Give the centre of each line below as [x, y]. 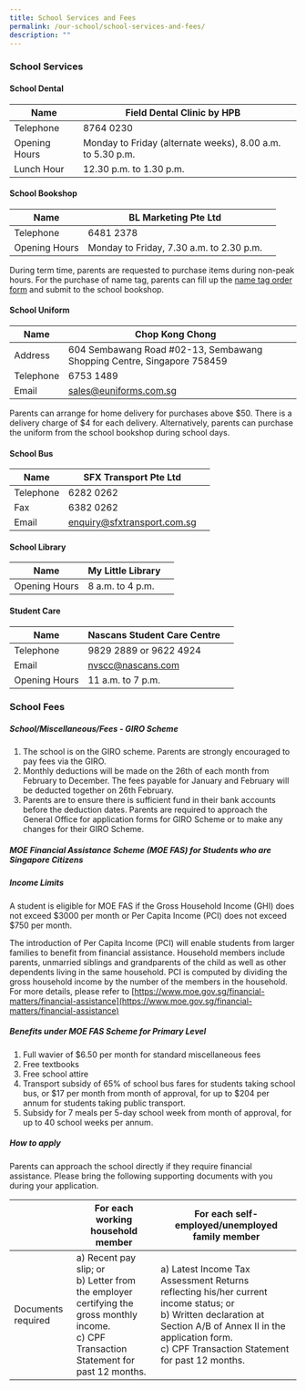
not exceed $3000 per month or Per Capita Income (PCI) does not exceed [148, 915]
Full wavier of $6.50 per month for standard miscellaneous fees [142, 1055]
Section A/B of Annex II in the [223, 1325]
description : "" [40, 35]
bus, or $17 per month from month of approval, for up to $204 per [146, 1093]
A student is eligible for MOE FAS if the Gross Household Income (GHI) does [152, 906]
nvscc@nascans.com [134, 664]
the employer [105, 1292]
